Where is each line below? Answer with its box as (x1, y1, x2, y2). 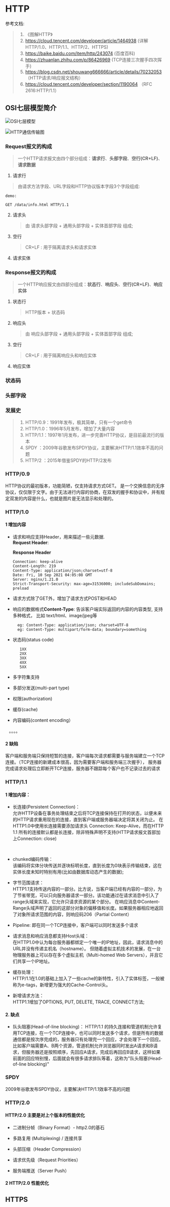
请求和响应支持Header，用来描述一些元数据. (12, 533, 105, 540)
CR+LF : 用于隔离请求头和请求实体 (25, 244, 97, 250)
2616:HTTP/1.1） (25, 87, 59, 93)
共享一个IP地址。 (17, 958, 53, 964)
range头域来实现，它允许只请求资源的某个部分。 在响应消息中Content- (12, 899, 160, 905)
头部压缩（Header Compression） (12, 1146, 84, 1152)
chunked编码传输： (12, 856, 53, 862)
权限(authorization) (12, 695, 53, 701)
